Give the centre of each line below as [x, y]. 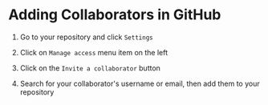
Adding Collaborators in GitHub [115, 15]
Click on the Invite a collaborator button [90, 68]
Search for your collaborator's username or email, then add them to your [140, 83]
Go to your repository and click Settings [87, 37]
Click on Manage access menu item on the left [94, 52]
